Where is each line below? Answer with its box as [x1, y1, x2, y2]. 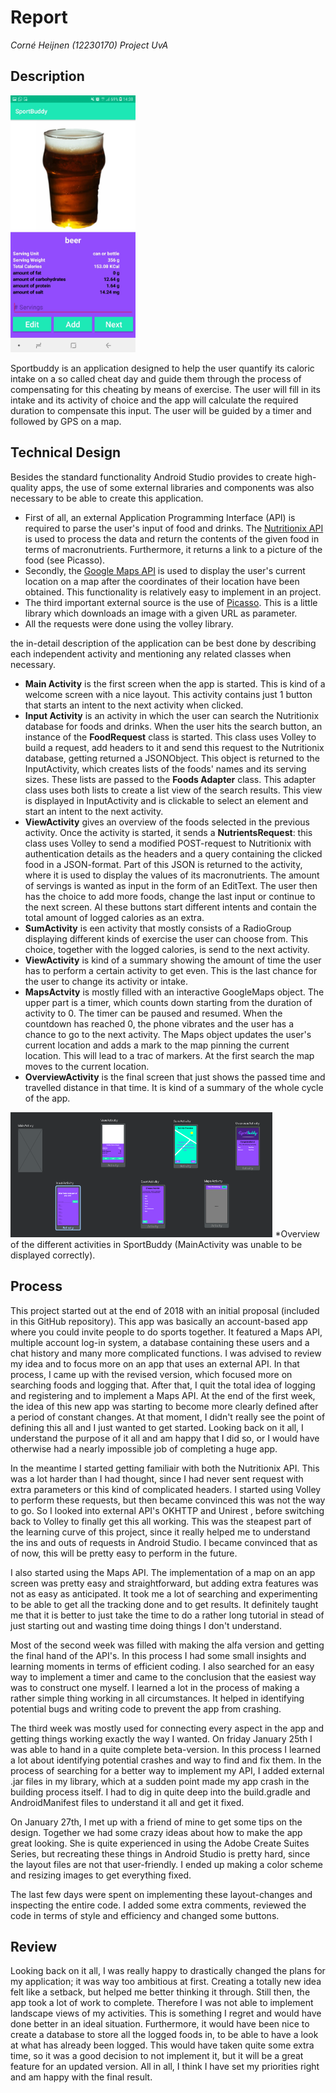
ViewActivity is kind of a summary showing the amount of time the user [24, 954, 322, 966]
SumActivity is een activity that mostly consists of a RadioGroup [24, 922, 292, 934]
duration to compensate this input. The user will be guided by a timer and [10, 404, 312, 416]
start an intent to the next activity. [24, 805, 164, 817]
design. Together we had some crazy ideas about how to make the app [10, 1826, 303, 1838]
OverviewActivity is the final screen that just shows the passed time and [24, 1071, 326, 1083]
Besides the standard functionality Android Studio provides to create [10, 471, 293, 483]
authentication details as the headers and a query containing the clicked [24, 847, 323, 860]
